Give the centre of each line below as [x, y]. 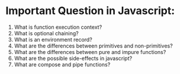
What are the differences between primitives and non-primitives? [93, 46]
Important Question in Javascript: [90, 11]
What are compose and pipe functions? [62, 64]
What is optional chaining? [46, 33]
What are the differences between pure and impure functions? [90, 52]
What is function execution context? [58, 27]
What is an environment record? [53, 39]
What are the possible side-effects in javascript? [73, 58]
